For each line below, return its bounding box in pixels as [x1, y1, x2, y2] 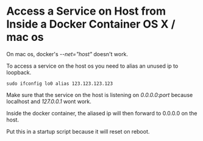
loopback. [6, 68, 32, 76]
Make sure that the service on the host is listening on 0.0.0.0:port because [6, 91, 193, 98]
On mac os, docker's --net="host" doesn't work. [6, 50, 129, 57]
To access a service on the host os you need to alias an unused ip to [6, 62, 179, 70]
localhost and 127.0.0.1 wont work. [6, 98, 91, 105]
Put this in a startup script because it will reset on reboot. [6, 128, 150, 135]
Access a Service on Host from [6, 4, 166, 18]
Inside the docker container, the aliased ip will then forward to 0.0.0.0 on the [6, 109, 198, 117]
